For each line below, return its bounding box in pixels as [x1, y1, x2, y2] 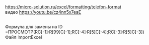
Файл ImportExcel [5, 34, 42, 40]
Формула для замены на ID [5, 24, 63, 29]
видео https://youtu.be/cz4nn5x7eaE [5, 9, 81, 15]
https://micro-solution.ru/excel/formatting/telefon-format [5, 4, 122, 10]
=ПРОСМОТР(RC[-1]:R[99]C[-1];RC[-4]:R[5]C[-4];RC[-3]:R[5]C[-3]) [5, 29, 145, 35]
